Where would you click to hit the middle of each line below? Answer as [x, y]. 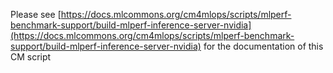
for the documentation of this [263, 46]
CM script [31, 57]
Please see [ [36, 14]
